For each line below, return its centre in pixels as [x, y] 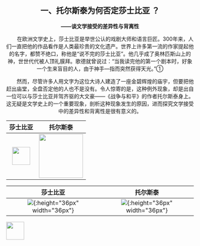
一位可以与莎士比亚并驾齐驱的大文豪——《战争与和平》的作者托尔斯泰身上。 [100, 96]
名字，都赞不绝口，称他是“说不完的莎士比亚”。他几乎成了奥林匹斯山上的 [103, 54]
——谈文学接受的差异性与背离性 [100, 26]
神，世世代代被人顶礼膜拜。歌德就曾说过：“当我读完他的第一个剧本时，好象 [100, 61]
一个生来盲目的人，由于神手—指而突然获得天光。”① [100, 68]
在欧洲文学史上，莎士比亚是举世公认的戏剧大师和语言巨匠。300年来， [103, 39]
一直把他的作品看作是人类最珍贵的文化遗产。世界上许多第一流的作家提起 [100, 46]
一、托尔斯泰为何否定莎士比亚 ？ [100, 11]
